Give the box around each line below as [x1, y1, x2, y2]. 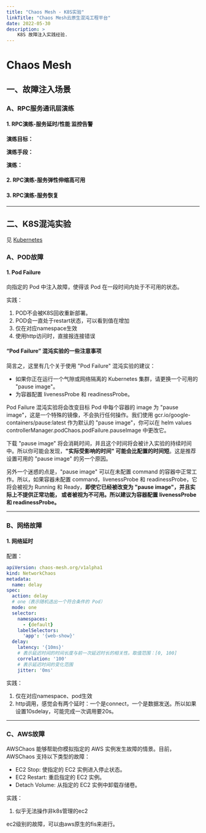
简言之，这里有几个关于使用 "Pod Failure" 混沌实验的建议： [6, 362, 156, 369]
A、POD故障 [6, 253, 44, 261]
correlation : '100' [17, 656, 67, 662]
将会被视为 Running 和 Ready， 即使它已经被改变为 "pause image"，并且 [6, 483, 191, 491]
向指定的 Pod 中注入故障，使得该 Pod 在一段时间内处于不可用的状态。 [6, 283, 183, 290]
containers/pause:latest [6, 418, 66, 426]
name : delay [12, 582, 43, 588]
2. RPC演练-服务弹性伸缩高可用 [6, 176, 86, 184]
